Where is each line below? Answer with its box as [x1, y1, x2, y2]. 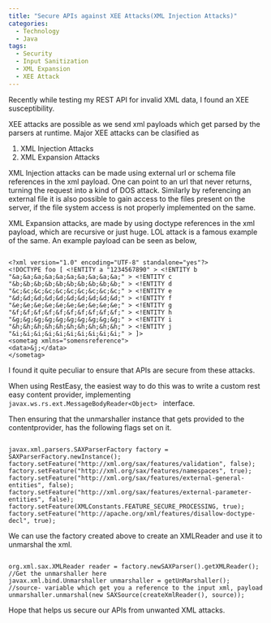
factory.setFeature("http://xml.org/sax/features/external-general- [8, 473, 245, 482]
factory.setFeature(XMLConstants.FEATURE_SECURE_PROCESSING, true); [8, 502, 245, 511]
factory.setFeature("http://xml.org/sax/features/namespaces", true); [8, 467, 252, 475]
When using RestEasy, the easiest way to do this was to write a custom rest [8, 381, 261, 390]
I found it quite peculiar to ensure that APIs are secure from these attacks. [8, 365, 256, 375]
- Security [15, 50, 53, 58]
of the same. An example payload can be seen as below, [8, 235, 197, 245]
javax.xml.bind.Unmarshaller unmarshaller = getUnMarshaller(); [8, 577, 230, 585]
